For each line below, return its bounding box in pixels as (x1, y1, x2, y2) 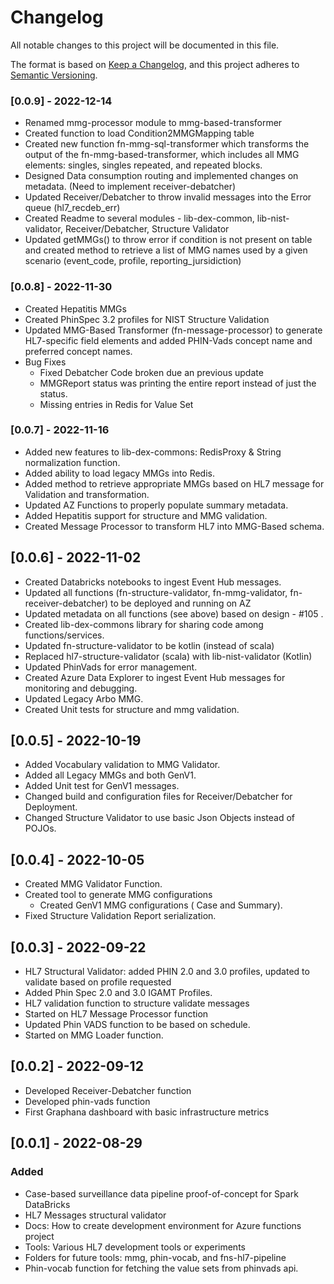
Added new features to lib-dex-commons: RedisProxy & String (24, 446, 282, 458)
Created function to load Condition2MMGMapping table (24, 127, 255, 140)
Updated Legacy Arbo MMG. (24, 692, 144, 705)
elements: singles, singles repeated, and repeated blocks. (24, 159, 263, 171)
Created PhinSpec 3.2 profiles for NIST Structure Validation (24, 313, 270, 325)
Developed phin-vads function (24, 1095, 151, 1107)
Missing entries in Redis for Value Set (39, 398, 194, 410)
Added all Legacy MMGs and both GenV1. (24, 769, 197, 781)
